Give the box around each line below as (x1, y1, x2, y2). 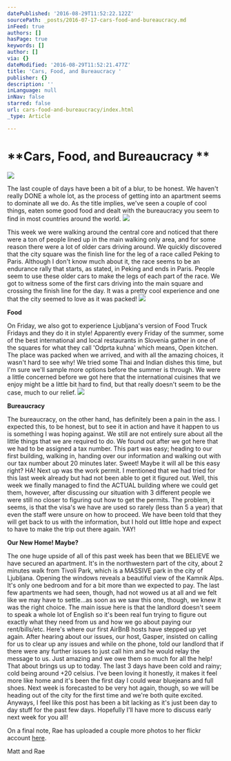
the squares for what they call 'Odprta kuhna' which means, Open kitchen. (7, 343, 219, 352)
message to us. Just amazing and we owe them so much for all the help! (7, 654, 212, 662)
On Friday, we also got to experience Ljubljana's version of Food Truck (7, 322, 208, 330)
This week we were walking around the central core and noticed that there (7, 228, 219, 236)
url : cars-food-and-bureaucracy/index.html (7, 106, 134, 113)
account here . (7, 733, 47, 742)
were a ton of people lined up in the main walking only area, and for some (7, 235, 216, 244)
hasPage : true (7, 36, 48, 43)
